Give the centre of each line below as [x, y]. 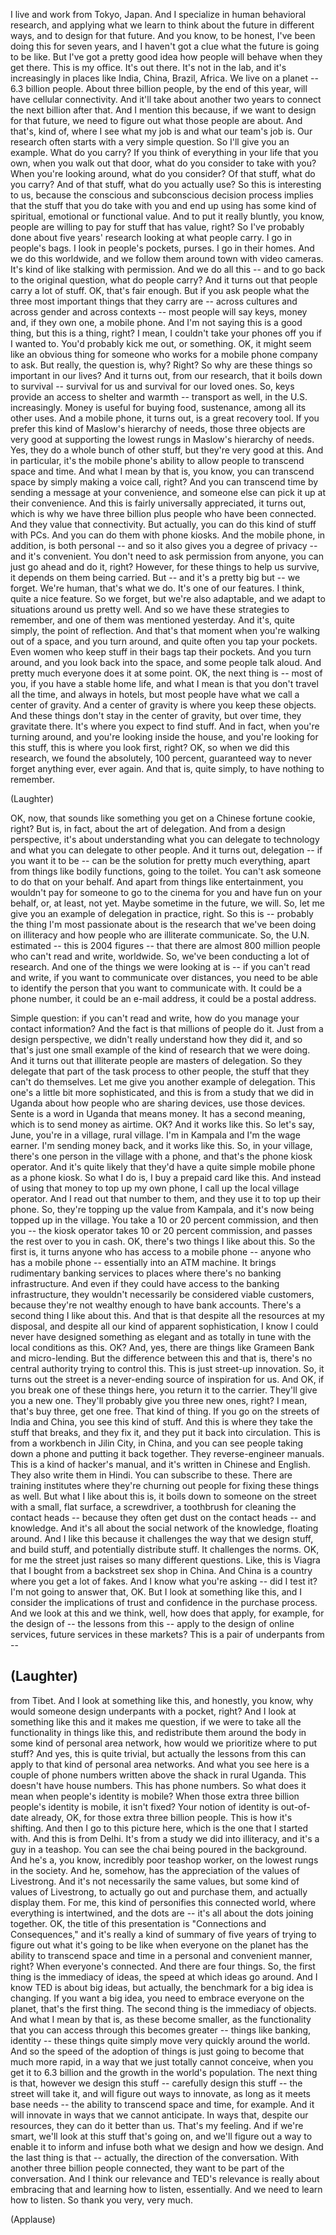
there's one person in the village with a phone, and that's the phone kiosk [161, 1156]
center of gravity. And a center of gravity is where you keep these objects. [163, 705]
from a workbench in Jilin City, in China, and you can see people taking [157, 1443]
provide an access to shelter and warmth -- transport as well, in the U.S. [159, 397]
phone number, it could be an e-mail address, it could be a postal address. [163, 998]
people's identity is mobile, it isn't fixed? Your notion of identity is [144, 1806]
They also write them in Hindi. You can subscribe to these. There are [151, 1475]
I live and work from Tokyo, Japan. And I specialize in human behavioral [158, 14]
